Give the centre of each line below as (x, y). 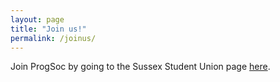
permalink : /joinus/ (53, 38)
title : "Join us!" (48, 29)
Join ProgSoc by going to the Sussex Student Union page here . (140, 67)
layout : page (37, 19)
